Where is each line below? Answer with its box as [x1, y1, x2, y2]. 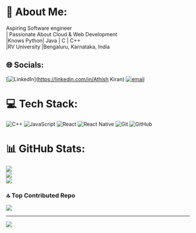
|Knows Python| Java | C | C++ [6, 37, 80, 44]
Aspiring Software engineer [6, 25, 72, 32]
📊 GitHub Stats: [6, 142, 86, 155]
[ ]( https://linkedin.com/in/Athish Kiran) [6, 75, 125, 82]
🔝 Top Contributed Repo [6, 191, 76, 199]
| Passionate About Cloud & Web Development [6, 30, 118, 37]
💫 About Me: [6, 5, 68, 19]
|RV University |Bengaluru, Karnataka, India [6, 43, 110, 50]
